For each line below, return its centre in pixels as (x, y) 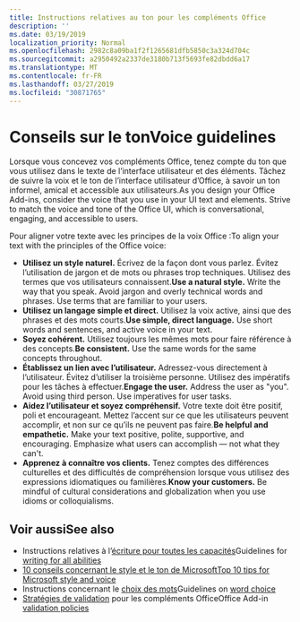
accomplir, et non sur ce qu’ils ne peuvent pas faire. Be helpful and (145, 425)
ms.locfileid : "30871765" (57, 92)
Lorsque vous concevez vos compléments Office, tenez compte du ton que (148, 161)
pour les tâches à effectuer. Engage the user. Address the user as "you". (155, 387)
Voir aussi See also (62, 529)
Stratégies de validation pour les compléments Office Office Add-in (145, 599)
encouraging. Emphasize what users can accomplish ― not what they (151, 444)
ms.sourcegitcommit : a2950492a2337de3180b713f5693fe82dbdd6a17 (130, 59)
